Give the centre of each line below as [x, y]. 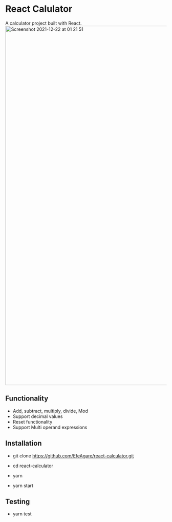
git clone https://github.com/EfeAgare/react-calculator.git [73, 456]
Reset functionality [33, 421]
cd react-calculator [33, 466]
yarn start [23, 486]
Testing [18, 501]
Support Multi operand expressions [50, 427]
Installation [24, 443]
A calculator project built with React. [44, 23]
